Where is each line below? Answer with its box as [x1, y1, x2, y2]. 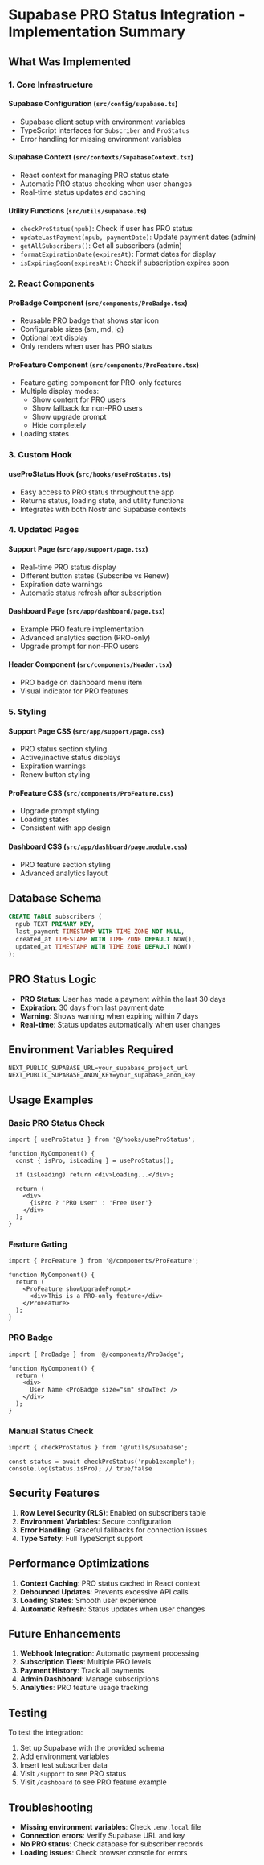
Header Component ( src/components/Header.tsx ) [8, 660, 173, 669]
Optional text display [19, 333, 88, 343]
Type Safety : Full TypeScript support [19, 1533, 143, 1543]
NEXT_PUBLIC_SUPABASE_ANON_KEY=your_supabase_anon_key [8, 1071, 196, 1080]
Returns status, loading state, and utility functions [19, 495, 185, 505]
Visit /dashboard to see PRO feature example [19, 1777, 167, 1787]
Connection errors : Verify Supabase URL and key [19, 1830, 185, 1840]
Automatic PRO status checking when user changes [19, 179, 193, 188]
